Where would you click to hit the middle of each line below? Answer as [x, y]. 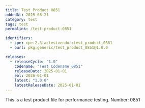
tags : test [17, 24]
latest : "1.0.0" [32, 80]
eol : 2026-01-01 [32, 76]
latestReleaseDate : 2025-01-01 [48, 85]
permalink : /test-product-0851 [38, 29]
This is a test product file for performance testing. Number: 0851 [73, 99]
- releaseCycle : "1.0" [34, 62]
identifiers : [19, 38]
